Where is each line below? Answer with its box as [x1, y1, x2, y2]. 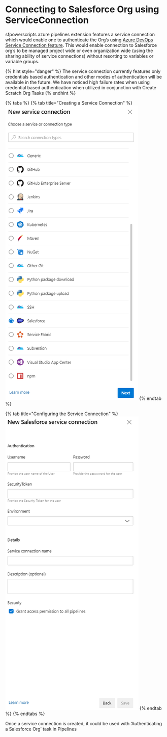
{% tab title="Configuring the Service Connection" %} [5, 411, 118, 417]
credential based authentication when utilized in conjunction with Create [5, 84, 156, 90]
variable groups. [5, 58, 40, 64]
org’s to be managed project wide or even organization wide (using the [5, 47, 153, 54]
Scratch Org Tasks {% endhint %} [5, 90, 76, 96]
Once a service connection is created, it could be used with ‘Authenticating [5, 720, 162, 726]
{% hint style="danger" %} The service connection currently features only [5, 68, 161, 74]
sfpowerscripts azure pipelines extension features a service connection [5, 31, 155, 37]
